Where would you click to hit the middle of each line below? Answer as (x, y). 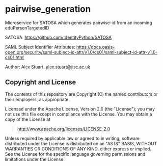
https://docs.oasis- (95, 47)
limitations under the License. (35, 159)
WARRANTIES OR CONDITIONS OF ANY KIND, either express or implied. (78, 149)
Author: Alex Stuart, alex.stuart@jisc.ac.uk (48, 67)
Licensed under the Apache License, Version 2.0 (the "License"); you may (80, 109)
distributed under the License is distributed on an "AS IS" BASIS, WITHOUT (81, 143)
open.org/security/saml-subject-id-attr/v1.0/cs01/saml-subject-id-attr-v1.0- (81, 52)
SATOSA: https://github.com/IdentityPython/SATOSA (58, 37)
